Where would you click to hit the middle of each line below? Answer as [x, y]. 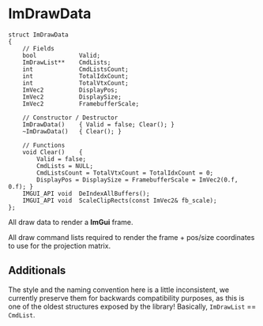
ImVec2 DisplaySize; [72, 97]
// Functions [44, 145]
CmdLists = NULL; [65, 166]
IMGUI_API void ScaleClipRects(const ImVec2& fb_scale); [120, 200]
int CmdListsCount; [75, 69]
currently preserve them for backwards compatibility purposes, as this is [126, 298]
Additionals [37, 270]
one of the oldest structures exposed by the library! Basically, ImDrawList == [132, 306]
